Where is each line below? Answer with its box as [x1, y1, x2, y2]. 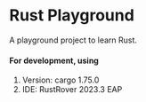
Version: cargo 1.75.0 [21, 75, 100, 85]
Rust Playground [9, 5, 135, 26]
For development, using [9, 55, 100, 66]
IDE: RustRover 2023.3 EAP [21, 84, 123, 95]
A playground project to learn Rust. [9, 35, 138, 45]
